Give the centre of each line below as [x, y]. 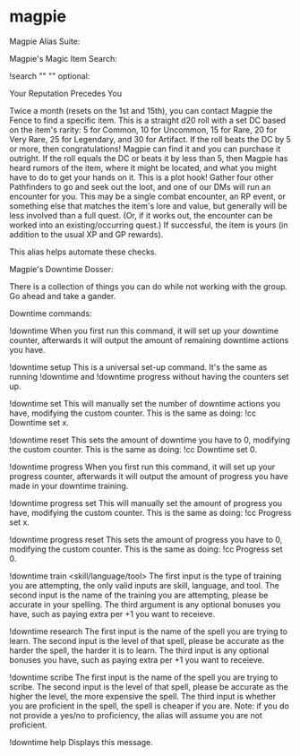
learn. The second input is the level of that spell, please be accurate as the [147, 640]
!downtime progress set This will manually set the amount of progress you [146, 503]
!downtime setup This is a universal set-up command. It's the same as [138, 367]
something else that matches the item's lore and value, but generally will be [149, 206]
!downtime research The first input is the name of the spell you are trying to [149, 631]
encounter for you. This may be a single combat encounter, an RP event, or [148, 196]
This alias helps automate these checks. [83, 252]
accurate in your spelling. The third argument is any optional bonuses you [145, 604]
